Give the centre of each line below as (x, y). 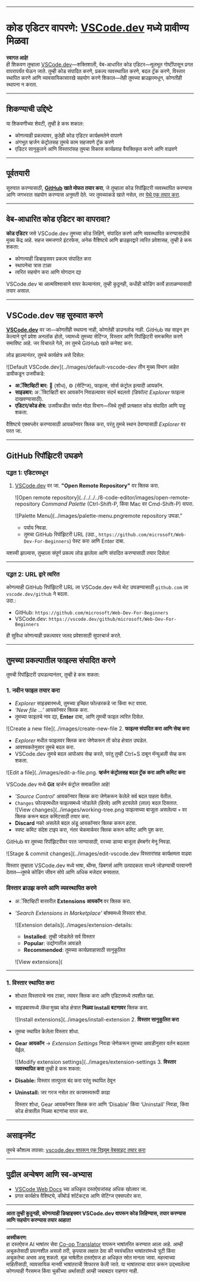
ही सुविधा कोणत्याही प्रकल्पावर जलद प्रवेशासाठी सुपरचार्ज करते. (64, 636)
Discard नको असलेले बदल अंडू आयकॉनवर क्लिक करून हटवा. (76, 823)
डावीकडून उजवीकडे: (26, 374)
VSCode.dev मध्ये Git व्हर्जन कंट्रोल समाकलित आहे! (58, 785)
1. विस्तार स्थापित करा (30, 983)
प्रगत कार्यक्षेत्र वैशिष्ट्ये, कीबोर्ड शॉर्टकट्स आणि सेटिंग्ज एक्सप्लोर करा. (79, 1196)
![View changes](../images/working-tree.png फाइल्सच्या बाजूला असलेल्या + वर (101, 810)
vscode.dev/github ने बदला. (37, 594)
